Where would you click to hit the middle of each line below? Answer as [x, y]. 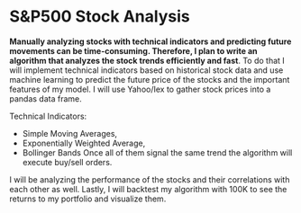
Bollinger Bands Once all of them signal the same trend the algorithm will [157, 152]
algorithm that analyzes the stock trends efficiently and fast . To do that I [147, 60]
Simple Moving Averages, [70, 133]
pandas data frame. [46, 98]
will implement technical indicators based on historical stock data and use [146, 70]
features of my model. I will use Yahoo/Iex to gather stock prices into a [140, 89]
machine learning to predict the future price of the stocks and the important [150, 79]
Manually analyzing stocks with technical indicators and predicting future [150, 41]
